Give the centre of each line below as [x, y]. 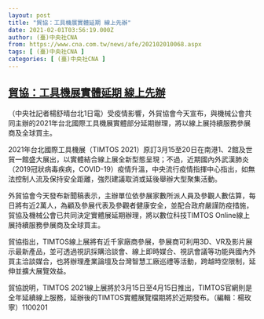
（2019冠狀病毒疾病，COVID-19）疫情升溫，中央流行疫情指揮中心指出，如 [128, 169]
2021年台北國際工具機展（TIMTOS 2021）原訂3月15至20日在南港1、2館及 [127, 149]
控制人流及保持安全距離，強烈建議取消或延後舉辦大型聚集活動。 [118, 179]
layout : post [29, 15]
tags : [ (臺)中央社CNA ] [46, 52]
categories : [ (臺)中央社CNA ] [57, 60]
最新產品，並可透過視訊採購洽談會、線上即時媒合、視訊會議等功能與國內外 [135, 251]
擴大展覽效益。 [46, 270]
